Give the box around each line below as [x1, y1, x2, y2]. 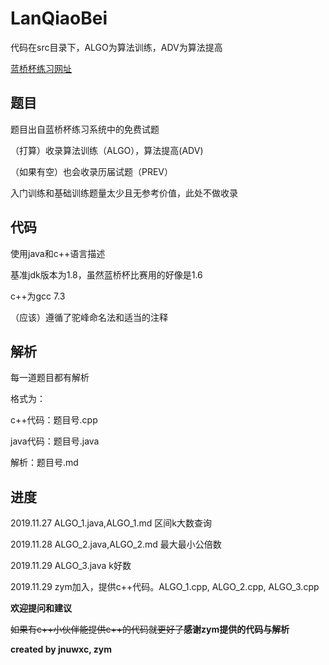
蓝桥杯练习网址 [10, 62, 72, 74]
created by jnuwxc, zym [10, 643, 112, 656]
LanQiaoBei [10, 7, 108, 30]
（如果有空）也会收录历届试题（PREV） [10, 165, 174, 177]
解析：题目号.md [10, 457, 79, 469]
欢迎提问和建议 [10, 602, 72, 614]
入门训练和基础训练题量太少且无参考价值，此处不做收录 [10, 187, 238, 199]
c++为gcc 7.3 [10, 290, 66, 302]
